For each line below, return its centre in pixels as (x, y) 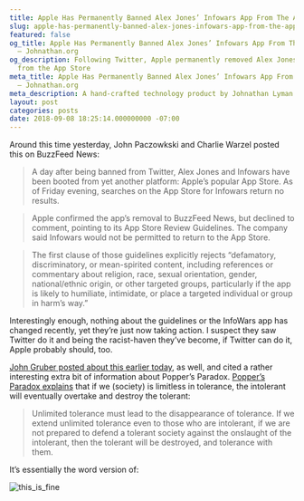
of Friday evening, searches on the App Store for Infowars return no (158, 191)
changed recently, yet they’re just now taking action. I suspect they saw (143, 331)
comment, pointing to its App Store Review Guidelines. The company (159, 228)
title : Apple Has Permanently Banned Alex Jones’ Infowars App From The (149, 18)
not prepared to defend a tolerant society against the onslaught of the (161, 433)
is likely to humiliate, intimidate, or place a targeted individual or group (162, 294)
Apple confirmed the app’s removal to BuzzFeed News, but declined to (163, 218)
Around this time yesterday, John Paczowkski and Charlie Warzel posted (145, 145)
